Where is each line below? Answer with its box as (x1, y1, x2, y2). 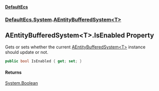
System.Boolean (5, 80, 38, 86)
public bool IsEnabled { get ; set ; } (5, 59, 82, 64)
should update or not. (5, 49, 48, 55)
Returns (5, 69, 22, 75)
